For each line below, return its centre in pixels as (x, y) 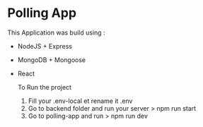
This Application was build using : (56, 32)
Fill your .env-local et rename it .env (80, 101)
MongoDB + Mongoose (52, 60)
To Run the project (45, 87)
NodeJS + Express (45, 46)
